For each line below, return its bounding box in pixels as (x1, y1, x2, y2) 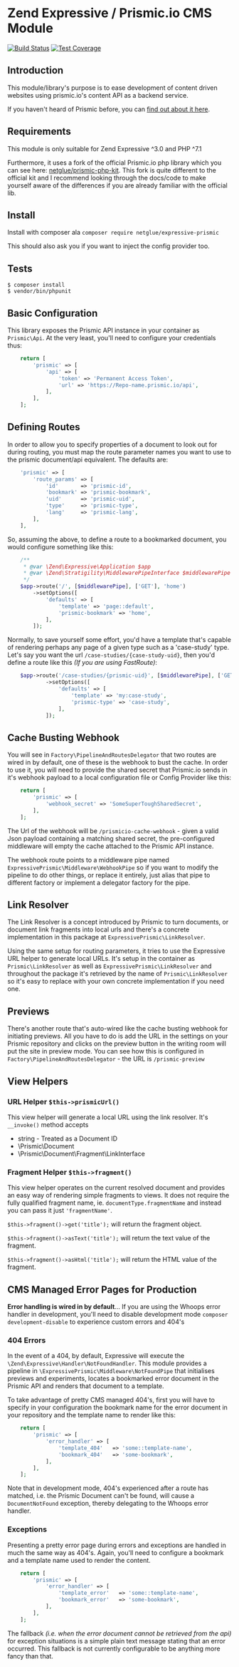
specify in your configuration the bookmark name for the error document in (7, 1403, 228, 1412)
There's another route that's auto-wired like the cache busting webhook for (7, 1024, 228, 1033)
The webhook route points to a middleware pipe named (7, 855, 169, 864)
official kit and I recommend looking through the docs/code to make (7, 173, 206, 182)
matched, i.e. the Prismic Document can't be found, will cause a (7, 1492, 194, 1500)
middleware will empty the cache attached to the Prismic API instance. (7, 842, 214, 850)
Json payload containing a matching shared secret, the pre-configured (7, 834, 216, 842)
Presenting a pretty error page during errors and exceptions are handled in (7, 1541, 226, 1549)
